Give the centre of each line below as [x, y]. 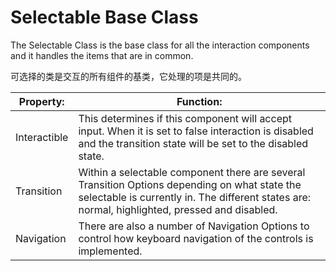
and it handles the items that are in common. [102, 55]
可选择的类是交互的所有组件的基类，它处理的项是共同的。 [128, 76]
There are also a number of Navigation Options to [194, 226]
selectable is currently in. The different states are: [195, 197]
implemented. [110, 251]
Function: [199, 101]
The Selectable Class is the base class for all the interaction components [160, 45]
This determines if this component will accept [185, 118]
